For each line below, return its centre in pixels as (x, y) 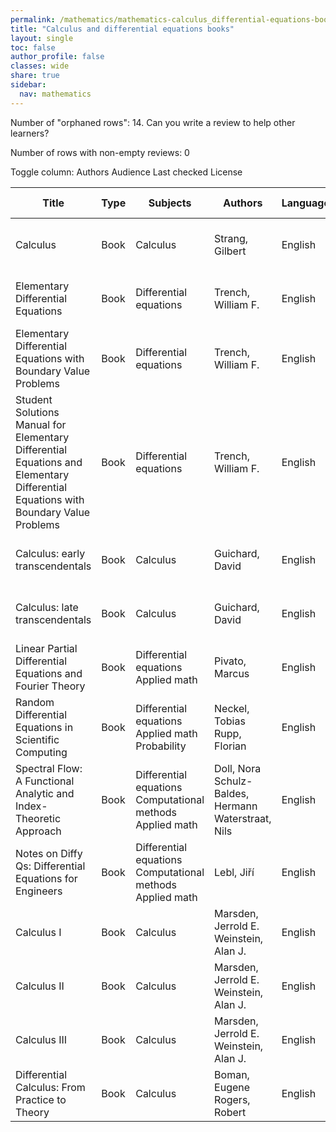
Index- (31, 806)
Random (35, 702)
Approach (38, 831)
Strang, (231, 238)
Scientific (37, 739)
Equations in (44, 727)
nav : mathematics (55, 94)
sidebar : (28, 85)
